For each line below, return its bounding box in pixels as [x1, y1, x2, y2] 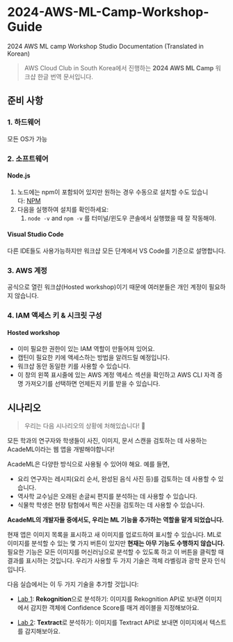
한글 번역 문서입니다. [37, 72, 94, 81]
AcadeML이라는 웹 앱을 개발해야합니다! [7, 445, 115, 453]
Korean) [7, 49, 30, 58]
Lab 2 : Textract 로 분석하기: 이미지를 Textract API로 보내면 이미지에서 [17, 618, 209, 627]
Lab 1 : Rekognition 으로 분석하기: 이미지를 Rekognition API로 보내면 [17, 595, 204, 603]
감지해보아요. [24, 627, 61, 636]
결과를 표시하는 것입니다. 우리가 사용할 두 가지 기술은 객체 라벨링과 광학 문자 [7, 556, 214, 565]
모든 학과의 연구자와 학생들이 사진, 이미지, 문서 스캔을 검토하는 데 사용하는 [7, 437, 207, 445]
